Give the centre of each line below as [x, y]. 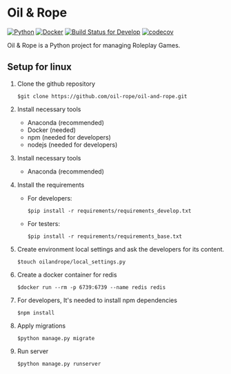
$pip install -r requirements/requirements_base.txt [105, 236]
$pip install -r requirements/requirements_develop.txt [109, 211]
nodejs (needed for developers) [72, 144]
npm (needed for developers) [69, 137]
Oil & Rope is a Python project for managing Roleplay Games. [94, 45]
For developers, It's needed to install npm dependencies [97, 300]
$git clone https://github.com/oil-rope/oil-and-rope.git [102, 96]
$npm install [36, 312]
